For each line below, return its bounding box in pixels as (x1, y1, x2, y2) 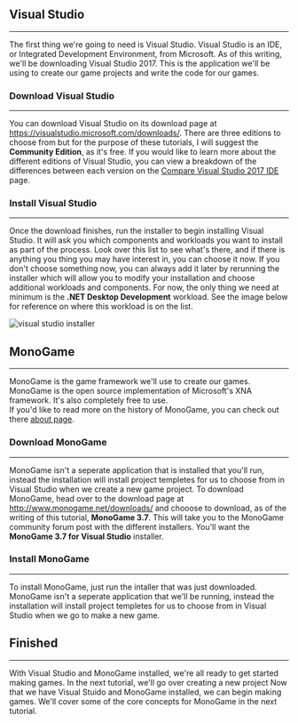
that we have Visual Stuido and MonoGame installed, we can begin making (9, 687, 282, 697)
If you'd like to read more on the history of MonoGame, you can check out (9, 405, 279, 415)
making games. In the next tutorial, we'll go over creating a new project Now (9, 677, 288, 687)
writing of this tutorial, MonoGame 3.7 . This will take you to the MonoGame (9, 511, 284, 523)
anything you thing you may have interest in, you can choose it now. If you (9, 253, 280, 265)
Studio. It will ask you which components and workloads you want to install (9, 235, 284, 245)
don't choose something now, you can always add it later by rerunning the (9, 263, 280, 274)
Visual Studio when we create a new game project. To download (9, 484, 244, 494)
